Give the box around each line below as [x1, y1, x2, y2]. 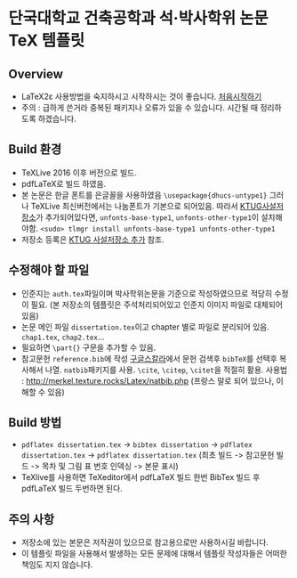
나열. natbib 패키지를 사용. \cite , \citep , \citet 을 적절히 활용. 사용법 [44, 364, 288, 375]
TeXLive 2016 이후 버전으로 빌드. [20, 167, 137, 178]
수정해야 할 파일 [8, 263, 90, 278]
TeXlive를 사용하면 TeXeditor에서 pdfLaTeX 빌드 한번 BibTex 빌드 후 [20, 472, 261, 483]
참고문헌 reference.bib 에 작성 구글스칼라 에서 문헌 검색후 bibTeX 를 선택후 [20, 353, 277, 363]
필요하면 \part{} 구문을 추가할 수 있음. [20, 342, 157, 353]
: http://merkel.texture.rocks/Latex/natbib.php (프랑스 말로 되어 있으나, [20, 375, 275, 386]
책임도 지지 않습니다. [20, 559, 93, 570]
